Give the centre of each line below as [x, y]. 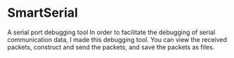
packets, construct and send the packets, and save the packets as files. [111, 47]
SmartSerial [43, 13]
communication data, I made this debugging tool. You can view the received [117, 39]
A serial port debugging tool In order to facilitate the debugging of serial [111, 32]
